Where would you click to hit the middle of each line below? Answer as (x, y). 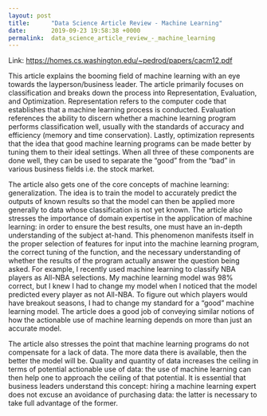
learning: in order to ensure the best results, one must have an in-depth (126, 227)
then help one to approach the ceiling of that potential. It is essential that (127, 378)
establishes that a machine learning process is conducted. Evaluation (122, 110)
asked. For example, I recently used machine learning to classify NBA (122, 269)
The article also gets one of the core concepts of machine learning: (119, 185)
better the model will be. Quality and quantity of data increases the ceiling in (133, 361)
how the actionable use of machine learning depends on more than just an (130, 320)
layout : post (30, 16)
